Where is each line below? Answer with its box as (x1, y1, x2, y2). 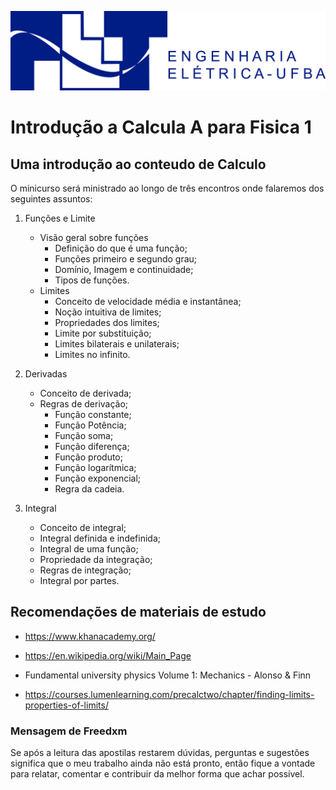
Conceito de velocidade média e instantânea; (54, 295, 242, 307)
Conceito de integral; (39, 521, 127, 533)
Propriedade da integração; (39, 553, 153, 565)
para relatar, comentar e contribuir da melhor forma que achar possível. (10, 768, 305, 780)
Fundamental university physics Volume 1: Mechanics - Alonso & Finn (24, 669, 312, 681)
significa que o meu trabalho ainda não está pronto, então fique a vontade (10, 757, 316, 770)
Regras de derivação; (39, 397, 129, 410)
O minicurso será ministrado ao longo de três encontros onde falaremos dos (10, 182, 325, 194)
